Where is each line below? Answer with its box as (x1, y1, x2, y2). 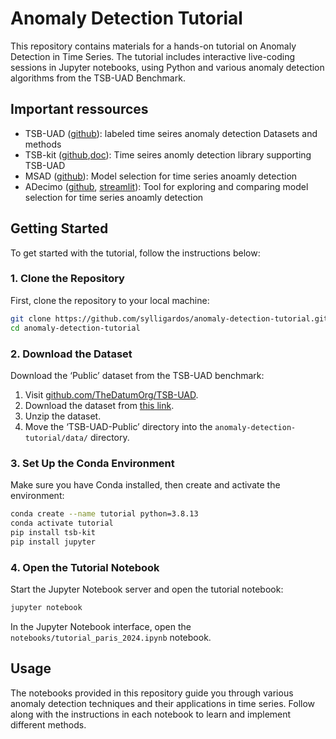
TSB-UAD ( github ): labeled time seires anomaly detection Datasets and (24, 127, 318, 139)
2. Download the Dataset (10, 347, 133, 361)
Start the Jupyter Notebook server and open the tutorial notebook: (10, 583, 284, 595)
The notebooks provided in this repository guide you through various (10, 687, 294, 699)
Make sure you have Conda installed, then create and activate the (10, 479, 281, 491)
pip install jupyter (10, 537, 97, 547)
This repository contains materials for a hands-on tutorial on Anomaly (10, 40, 297, 52)
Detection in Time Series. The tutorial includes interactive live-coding (10, 50, 296, 62)
